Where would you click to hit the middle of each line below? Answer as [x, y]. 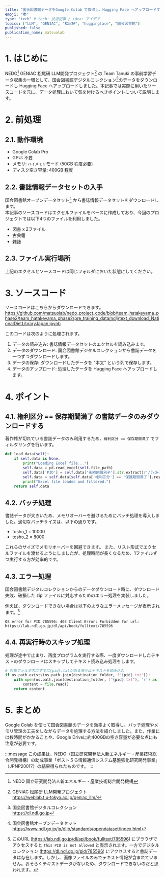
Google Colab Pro [30, 152]
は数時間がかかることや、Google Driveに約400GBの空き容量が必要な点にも [81, 737]
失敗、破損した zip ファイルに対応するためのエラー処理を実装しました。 [78, 595]
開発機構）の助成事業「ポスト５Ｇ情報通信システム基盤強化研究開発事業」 [84, 760]
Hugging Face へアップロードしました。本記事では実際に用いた [83, 86]
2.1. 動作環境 [24, 139]
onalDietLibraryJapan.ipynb [33, 324]
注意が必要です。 [22, 743]
